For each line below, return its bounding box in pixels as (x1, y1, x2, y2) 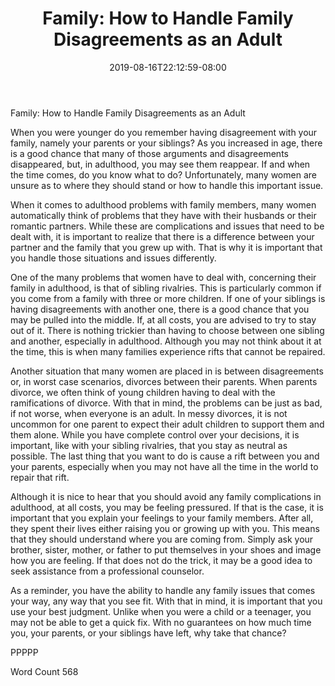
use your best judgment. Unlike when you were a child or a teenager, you (10, 605, 312, 617)
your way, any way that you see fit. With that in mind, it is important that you (10, 595, 323, 607)
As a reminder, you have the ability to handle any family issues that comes (10, 584, 316, 596)
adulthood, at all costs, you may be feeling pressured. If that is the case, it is (10, 501, 324, 513)
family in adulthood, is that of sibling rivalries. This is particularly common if (10, 282, 322, 294)
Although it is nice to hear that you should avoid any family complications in (10, 490, 322, 502)
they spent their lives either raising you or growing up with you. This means (10, 522, 320, 534)
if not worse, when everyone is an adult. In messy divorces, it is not (10, 407, 288, 419)
